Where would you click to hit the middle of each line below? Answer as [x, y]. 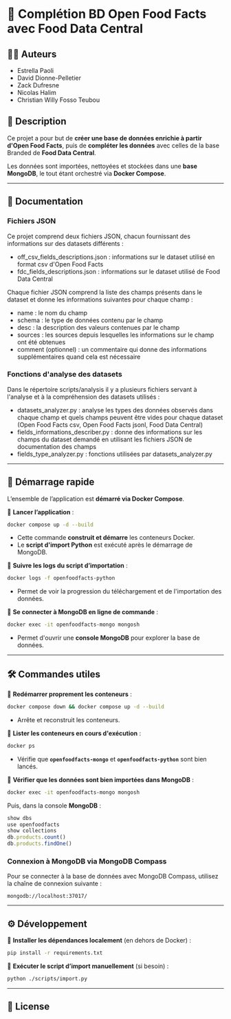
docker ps [21, 746]
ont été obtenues [41, 342]
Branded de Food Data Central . [52, 153]
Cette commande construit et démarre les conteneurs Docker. [106, 538]
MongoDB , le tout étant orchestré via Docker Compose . [87, 173]
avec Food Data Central [75, 29]
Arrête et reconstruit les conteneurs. [68, 719]
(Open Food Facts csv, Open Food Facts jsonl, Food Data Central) [110, 424]
